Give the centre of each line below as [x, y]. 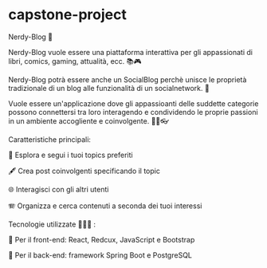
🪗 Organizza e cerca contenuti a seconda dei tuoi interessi [105, 206]
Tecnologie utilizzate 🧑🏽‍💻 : [52, 224]
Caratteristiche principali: [50, 139]
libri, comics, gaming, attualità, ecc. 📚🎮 [75, 61]
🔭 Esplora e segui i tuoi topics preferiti [71, 155]
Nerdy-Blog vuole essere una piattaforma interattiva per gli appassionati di [131, 52]
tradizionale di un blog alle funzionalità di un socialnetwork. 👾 [109, 88]
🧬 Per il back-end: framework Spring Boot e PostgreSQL [100, 255]
